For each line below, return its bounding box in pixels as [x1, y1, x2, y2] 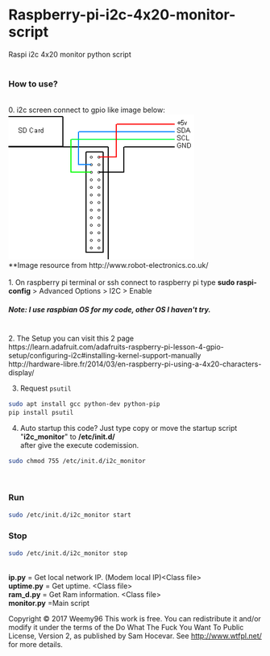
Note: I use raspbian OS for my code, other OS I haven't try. [8, 304, 211, 314]
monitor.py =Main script [8, 599, 90, 608]
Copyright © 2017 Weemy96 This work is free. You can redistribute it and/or [8, 614, 262, 624]
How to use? [8, 78, 58, 90]
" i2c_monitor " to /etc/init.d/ [19, 432, 115, 441]
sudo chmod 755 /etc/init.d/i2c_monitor [8, 457, 147, 465]
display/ [8, 368, 35, 378]
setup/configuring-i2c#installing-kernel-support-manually [8, 351, 201, 361]
